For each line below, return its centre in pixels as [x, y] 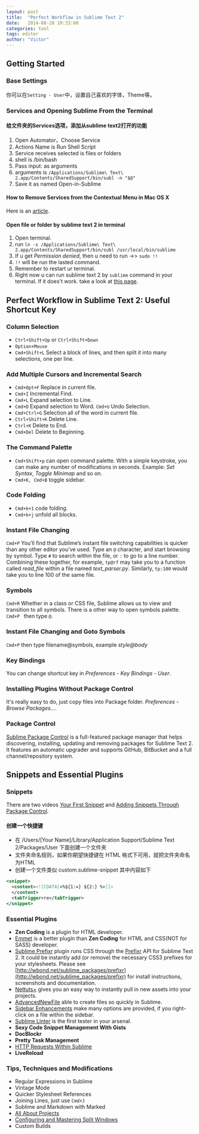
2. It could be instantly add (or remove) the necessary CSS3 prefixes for [103, 958]
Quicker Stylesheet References [53, 1094]
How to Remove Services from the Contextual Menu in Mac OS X [88, 198]
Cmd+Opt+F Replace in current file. [56, 388]
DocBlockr [28, 1034]
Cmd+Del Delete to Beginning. [50, 432]
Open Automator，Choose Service [57, 140]
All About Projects [37, 1113]
